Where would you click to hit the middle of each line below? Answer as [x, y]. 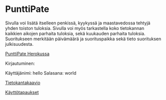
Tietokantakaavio [23, 83]
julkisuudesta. [19, 44]
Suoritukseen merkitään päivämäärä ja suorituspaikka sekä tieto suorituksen [83, 39]
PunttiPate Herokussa [27, 54]
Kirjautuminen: [20, 63]
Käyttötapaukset [22, 92]
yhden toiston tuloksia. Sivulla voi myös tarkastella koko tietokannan [75, 28]
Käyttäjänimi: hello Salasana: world [41, 73]
